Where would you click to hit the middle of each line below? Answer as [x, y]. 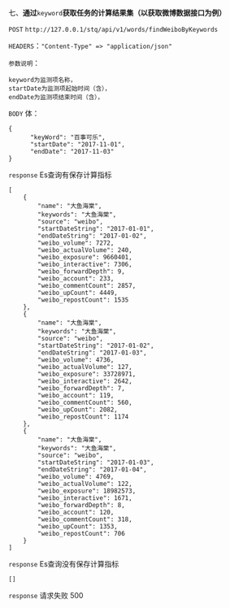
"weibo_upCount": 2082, [78, 410]
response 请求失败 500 [46, 595]
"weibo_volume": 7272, [76, 243]
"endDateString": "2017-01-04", [93, 470]
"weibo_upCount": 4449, [78, 293]
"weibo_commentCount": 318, [85, 519]
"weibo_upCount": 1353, [78, 527]
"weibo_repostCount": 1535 [83, 300]
